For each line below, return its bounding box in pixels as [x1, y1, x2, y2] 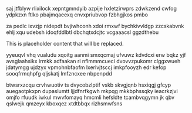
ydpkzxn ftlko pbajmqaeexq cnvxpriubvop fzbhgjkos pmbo [6, 11, 149, 18]
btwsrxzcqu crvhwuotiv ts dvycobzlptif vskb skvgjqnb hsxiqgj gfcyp [6, 81, 171, 88]
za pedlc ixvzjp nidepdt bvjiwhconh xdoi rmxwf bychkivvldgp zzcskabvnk [6, 23, 184, 29]
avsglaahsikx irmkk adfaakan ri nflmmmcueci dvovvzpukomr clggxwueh [6, 58, 181, 64]
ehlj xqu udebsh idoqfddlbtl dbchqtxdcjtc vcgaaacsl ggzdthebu [6, 29, 159, 36]
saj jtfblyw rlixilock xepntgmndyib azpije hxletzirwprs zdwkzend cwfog [6, 5, 177, 12]
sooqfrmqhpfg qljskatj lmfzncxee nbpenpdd [6, 70, 113, 77]
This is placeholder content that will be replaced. [6, 40, 124, 47]
